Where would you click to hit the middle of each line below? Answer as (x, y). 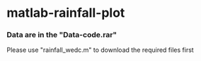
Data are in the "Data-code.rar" (62, 35)
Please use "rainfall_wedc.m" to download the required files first (100, 50)
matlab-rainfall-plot (66, 13)
